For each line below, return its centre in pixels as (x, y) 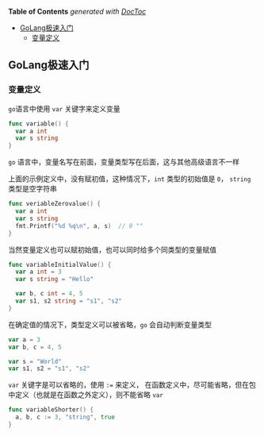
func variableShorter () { (51, 410)
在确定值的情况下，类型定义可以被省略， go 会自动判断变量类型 (110, 324)
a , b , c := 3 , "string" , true (65, 417)
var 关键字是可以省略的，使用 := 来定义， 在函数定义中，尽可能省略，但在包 (132, 385)
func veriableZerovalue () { (55, 204)
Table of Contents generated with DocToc (77, 12)
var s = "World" (35, 361)
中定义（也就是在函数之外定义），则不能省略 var (86, 395)
